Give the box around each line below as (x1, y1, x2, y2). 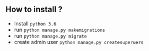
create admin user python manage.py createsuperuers (13, 38, 144, 45)
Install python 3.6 (13, 20, 57, 27)
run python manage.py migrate (13, 32, 87, 39)
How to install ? (5, 5, 63, 14)
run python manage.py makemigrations (13, 26, 106, 33)
